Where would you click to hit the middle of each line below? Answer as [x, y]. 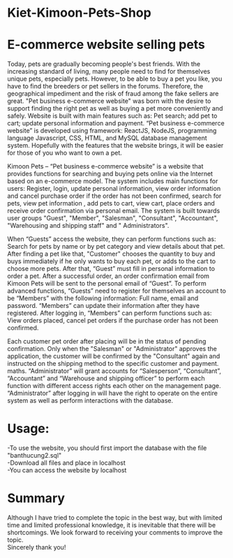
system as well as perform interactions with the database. [90, 401]
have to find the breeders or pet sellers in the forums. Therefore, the [105, 86]
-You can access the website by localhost [67, 470]
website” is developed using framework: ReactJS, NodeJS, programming [112, 131]
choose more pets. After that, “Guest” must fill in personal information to [111, 269]
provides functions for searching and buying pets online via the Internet [110, 174]
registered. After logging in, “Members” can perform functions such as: [110, 313]
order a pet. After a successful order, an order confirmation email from [108, 276]
